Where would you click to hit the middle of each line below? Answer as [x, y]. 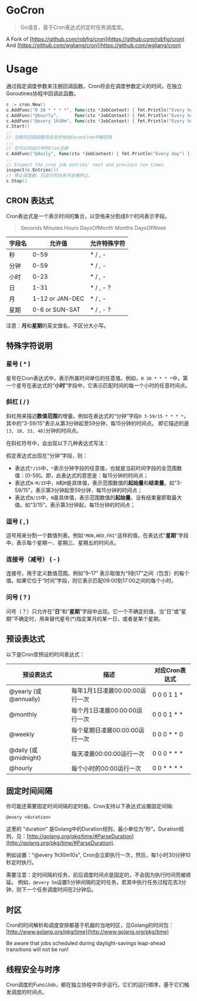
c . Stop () [17, 181]
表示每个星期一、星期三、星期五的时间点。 [67, 543]
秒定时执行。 [21, 862]
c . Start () [18, 126]
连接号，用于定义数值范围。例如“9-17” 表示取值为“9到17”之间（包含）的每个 [98, 573]
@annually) [25, 699]
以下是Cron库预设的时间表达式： [45, 654]
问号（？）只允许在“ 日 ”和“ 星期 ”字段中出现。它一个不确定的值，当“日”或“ [94, 611]
